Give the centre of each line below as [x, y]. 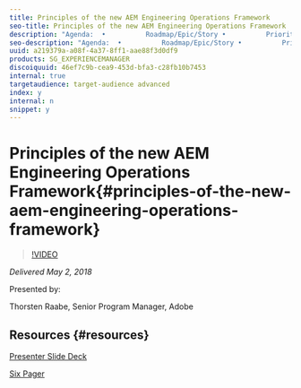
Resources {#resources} [79, 335]
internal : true [38, 76]
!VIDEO [44, 254]
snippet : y [30, 109]
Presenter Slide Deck [48, 356]
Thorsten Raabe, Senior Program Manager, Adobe [102, 306]
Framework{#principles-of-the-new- [150, 191]
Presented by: [35, 289]
